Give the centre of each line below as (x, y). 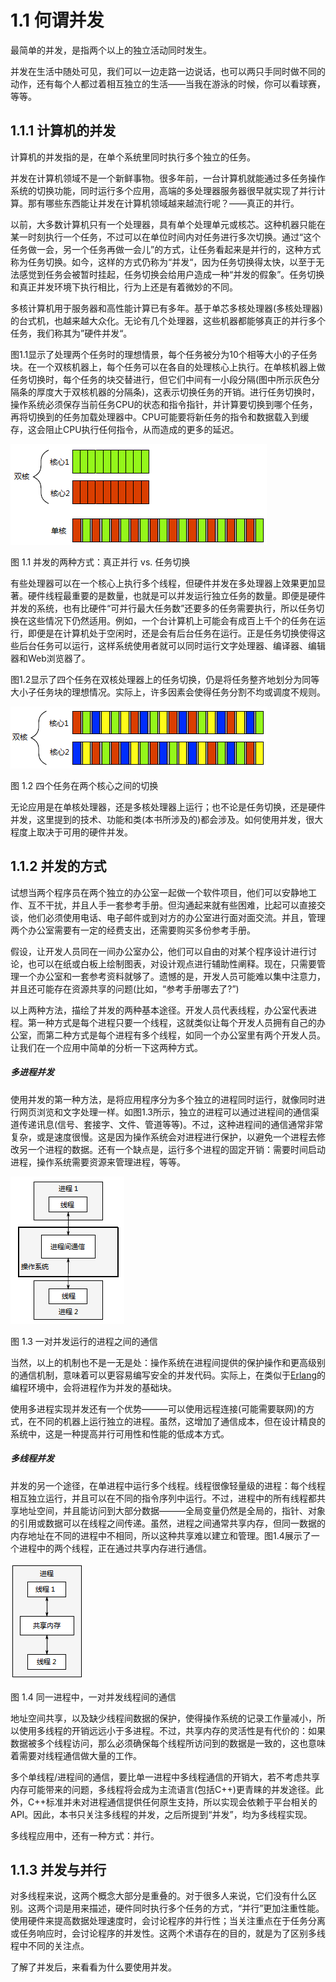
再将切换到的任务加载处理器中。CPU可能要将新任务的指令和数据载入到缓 (160, 417)
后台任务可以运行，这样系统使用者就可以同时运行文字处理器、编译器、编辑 (172, 645)
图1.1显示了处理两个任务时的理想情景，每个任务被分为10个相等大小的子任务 (164, 354)
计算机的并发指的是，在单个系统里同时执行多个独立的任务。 (133, 157)
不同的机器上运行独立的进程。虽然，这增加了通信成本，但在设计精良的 (181, 1421)
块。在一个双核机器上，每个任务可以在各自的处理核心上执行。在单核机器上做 (168, 367)
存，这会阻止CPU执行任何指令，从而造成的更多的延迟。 (125, 429)
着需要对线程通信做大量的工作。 (76, 1755)
